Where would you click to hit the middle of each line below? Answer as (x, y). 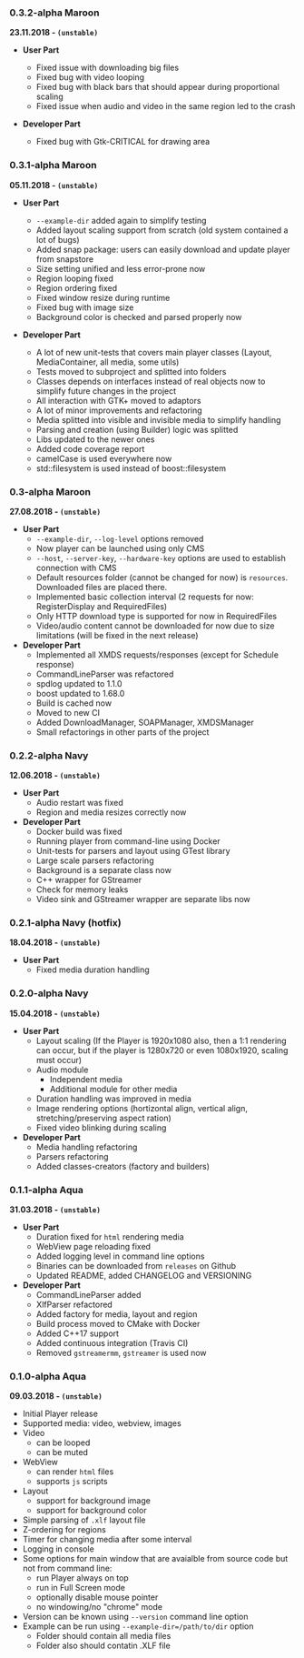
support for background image (93, 1501)
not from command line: (67, 1568)
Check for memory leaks (82, 889)
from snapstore (64, 259)
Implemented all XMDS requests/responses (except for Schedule (157, 654)
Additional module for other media (113, 1089)
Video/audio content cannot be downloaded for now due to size (155, 626)
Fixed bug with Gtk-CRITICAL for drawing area (123, 142)
